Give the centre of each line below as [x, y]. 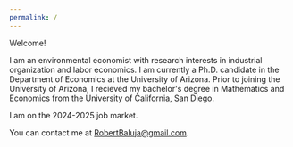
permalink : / [33, 17]
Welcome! [28, 43]
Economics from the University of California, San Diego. [112, 98]
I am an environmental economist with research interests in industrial [136, 60]
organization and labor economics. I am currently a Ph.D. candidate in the [144, 69]
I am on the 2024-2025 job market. [74, 115]
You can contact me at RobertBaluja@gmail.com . [99, 132]
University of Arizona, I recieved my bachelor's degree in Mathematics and [147, 88]
